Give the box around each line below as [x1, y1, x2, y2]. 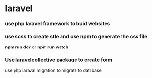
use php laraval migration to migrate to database [5, 67, 102, 73]
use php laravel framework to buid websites [5, 20, 110, 27]
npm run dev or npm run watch [5, 44, 69, 50]
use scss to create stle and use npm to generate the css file [5, 33, 148, 40]
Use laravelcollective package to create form [5, 56, 113, 63]
